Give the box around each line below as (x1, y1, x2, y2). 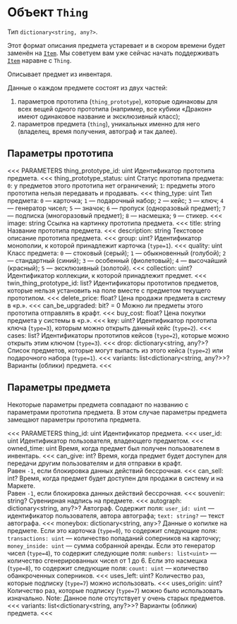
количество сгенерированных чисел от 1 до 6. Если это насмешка (7, 556, 207, 565)
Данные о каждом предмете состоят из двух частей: (7, 83, 168, 92)
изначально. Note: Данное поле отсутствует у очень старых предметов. (7, 594, 226, 602)
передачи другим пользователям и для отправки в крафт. (7, 459, 183, 467)
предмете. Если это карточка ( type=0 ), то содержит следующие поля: (7, 526, 218, 534)
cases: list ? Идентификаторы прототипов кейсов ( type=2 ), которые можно (7, 331, 229, 339)
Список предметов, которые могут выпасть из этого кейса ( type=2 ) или (7, 346, 224, 355)
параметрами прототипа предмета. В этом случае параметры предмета (7, 408, 227, 416)
